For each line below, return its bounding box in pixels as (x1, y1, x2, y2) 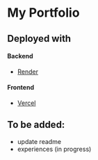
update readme (17, 137, 61, 145)
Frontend (7, 83, 35, 92)
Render (17, 67, 39, 76)
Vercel (17, 99, 36, 107)
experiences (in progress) (17, 145, 92, 153)
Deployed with (7, 33, 72, 45)
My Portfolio (7, 5, 80, 21)
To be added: (7, 119, 65, 131)
